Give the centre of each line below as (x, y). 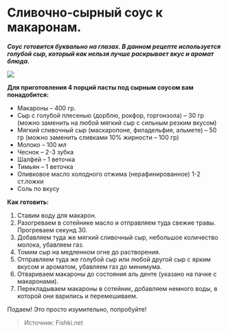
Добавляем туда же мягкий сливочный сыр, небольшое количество (117, 237)
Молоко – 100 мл (42, 144)
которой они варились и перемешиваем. (77, 296)
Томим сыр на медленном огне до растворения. (89, 252)
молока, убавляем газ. (50, 244)
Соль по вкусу (38, 188)
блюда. (18, 61)
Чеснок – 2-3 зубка (45, 152)
